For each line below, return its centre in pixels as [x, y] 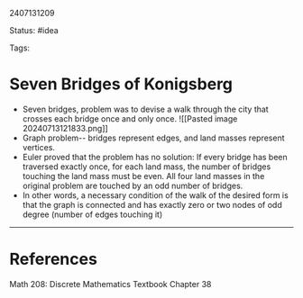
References [53, 259]
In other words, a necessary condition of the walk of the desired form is [155, 195]
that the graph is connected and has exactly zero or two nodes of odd [152, 204]
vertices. [39, 147]
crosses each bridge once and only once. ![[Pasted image [130, 118]
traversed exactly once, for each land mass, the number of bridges [147, 167]
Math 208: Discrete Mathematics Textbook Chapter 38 [110, 284]
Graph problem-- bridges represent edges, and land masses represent [153, 138]
